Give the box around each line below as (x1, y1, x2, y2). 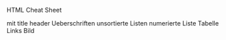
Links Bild (6, 27, 35, 34)
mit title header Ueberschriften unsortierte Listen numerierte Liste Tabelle (6, 19, 219, 27)
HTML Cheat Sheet (6, 6, 62, 14)
